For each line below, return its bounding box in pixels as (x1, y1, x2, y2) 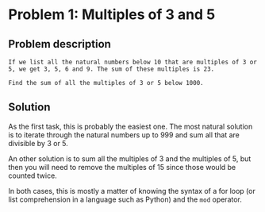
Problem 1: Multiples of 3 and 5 (8, 6, 216, 24)
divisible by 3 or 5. (8, 138, 69, 148)
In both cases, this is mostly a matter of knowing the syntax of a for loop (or (8, 186, 255, 195)
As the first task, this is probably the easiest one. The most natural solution (8, 121, 253, 131)
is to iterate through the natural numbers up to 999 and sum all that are (8, 129, 240, 140)
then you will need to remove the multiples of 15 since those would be (8, 162, 236, 172)
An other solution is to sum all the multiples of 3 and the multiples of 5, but (8, 153, 252, 164)
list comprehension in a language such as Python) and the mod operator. (8, 195, 242, 204)
